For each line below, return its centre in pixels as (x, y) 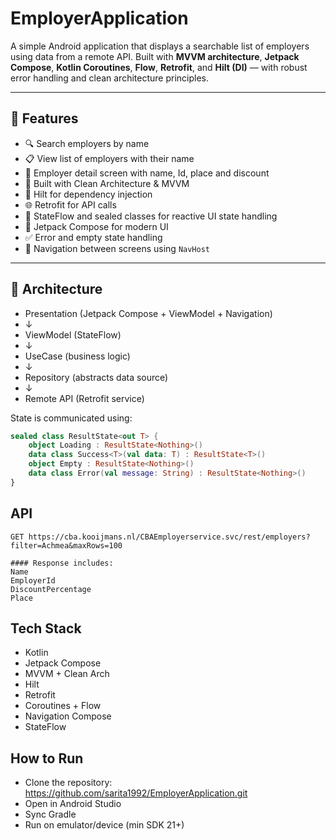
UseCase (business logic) (77, 356)
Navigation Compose (68, 716)
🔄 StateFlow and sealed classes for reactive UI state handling (151, 216)
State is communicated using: (71, 418)
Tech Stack (46, 628)
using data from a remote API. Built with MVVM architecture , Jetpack (155, 56)
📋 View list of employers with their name (109, 158)
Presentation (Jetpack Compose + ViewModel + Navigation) (148, 313)
